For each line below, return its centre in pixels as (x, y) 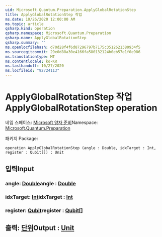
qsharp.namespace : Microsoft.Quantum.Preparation (58, 33)
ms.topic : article (24, 24)
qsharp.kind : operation (30, 29)
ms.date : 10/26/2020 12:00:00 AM (40, 19)
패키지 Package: (22, 138)
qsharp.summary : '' (26, 43)
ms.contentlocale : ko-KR (31, 61)
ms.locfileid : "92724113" (32, 71)
